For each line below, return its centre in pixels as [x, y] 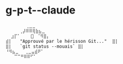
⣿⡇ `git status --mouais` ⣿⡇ [45, 46]
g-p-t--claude [41, 10]
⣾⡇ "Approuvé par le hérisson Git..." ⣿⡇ [62, 41]
